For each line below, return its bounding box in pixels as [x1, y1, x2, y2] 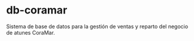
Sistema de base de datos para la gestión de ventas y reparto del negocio [6, 23, 189, 30]
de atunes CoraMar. [6, 29, 55, 36]
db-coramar [6, 4, 68, 17]
